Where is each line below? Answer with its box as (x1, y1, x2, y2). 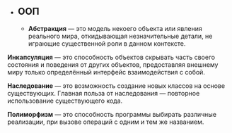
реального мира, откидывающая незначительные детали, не (28, 32, 213, 40)
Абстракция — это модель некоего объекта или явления (28, 24, 203, 32)
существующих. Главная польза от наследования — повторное (7, 89, 200, 97)
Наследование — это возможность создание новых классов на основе (7, 81, 225, 90)
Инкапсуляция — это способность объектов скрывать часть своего (7, 53, 216, 61)
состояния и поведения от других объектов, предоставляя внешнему (7, 60, 219, 69)
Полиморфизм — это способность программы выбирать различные (7, 110, 217, 118)
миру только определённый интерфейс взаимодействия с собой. (7, 68, 205, 76)
